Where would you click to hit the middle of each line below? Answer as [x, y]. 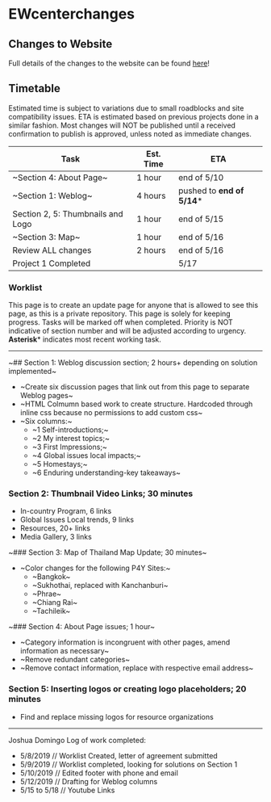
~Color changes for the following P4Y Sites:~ [95, 568]
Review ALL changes [52, 250]
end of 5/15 [201, 219]
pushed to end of [211, 191]
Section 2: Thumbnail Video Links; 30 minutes [101, 493]
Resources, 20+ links [55, 528]
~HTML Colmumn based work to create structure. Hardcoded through [136, 404]
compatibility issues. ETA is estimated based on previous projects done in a [134, 116]
